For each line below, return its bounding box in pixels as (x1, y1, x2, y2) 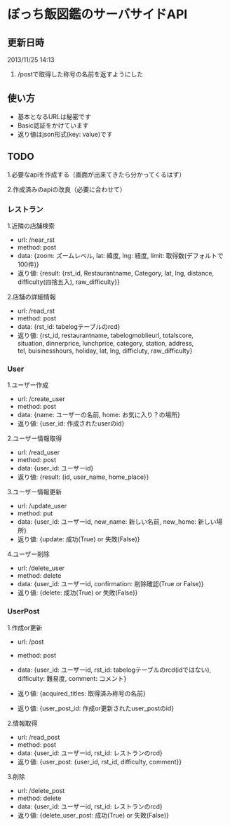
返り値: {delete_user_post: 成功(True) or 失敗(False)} (17, 811, 170, 819)
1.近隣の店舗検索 (7, 222, 55, 230)
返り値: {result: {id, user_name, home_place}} (17, 473, 149, 481)
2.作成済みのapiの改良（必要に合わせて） (7, 185, 126, 194)
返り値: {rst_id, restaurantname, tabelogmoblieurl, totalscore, (17, 331, 194, 339)
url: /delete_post (17, 786, 65, 794)
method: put (17, 509, 53, 517)
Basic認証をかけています (17, 121, 89, 130)
